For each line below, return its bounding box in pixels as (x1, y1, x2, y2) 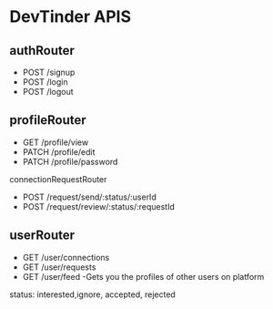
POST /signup (22, 67, 76, 77)
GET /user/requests (22, 262, 96, 273)
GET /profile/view (22, 137, 89, 148)
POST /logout (22, 87, 75, 97)
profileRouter (9, 112, 86, 129)
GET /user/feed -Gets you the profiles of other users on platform (22, 271, 265, 282)
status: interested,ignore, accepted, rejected (9, 289, 176, 300)
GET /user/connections (22, 252, 110, 263)
